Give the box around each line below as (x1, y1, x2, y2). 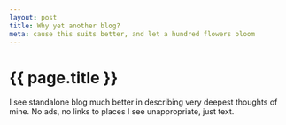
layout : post (9, 12, 58, 22)
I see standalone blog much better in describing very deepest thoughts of (9, 97, 278, 107)
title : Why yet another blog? (9, 21, 121, 30)
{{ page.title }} (9, 67, 119, 88)
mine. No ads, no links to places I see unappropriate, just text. (9, 106, 235, 117)
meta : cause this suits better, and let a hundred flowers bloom (9, 29, 255, 38)
